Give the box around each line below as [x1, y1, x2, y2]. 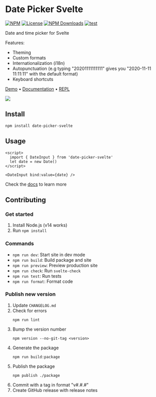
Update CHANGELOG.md [12, 302, 56, 308]
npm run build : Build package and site [12, 257, 92, 263]
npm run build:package [12, 354, 60, 359]
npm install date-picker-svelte [5, 123, 73, 128]
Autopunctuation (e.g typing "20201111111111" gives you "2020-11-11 [12, 65, 151, 71]
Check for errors [12, 307, 47, 313]
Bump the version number [12, 326, 67, 332]
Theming [12, 49, 31, 55]
